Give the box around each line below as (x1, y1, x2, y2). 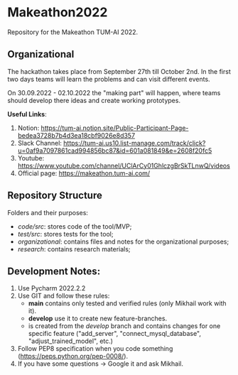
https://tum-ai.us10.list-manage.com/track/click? (63, 138, 206, 147)
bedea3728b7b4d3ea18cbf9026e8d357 (17, 131, 136, 139)
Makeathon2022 (7, 4, 108, 21)
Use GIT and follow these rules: (17, 292, 110, 300)
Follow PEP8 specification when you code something (17, 344, 173, 353)
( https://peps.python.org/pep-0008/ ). (17, 352, 129, 361)
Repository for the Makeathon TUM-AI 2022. (7, 28, 139, 36)
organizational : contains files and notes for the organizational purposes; (17, 237, 229, 246)
